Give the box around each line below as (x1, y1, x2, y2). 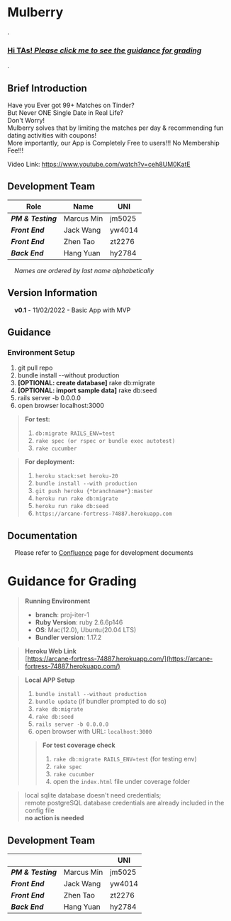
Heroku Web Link (24, 647, 77, 656)
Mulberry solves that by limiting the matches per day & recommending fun (7, 123, 224, 132)
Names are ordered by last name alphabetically (13, 266, 154, 275)
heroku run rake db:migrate (35, 495, 118, 502)
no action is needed (24, 814, 84, 822)
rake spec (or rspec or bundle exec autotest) (35, 438, 176, 445)
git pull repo (17, 363, 53, 373)
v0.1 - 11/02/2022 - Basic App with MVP (13, 306, 131, 314)
